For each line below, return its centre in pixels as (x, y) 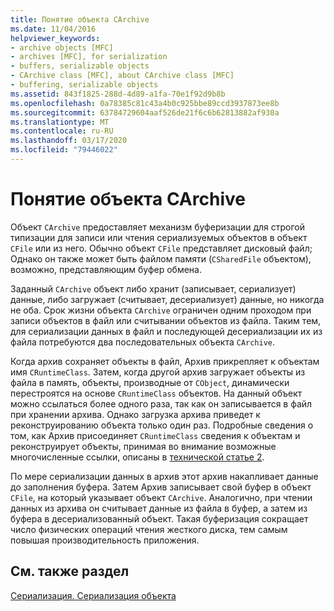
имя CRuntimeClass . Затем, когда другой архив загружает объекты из (158, 372)
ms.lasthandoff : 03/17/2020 (69, 141)
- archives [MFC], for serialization (89, 57)
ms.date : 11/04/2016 (53, 29)
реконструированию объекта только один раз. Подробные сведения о (162, 425)
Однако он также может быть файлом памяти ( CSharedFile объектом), (161, 258)
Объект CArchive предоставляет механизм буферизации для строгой (157, 227)
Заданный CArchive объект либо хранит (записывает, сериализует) (153, 288)
